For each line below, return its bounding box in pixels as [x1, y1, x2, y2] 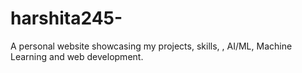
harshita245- [10, 7, 123, 30]
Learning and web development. [10, 50, 144, 62]
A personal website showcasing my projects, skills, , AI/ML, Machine [10, 40, 293, 52]
